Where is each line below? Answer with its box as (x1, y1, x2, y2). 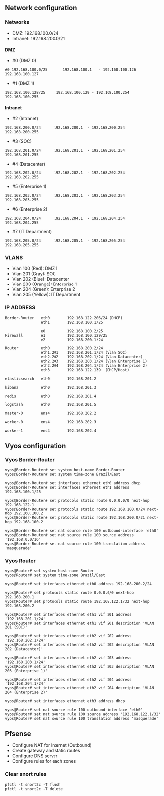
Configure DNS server (12, 753, 58, 759)
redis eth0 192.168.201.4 (5, 394, 97, 398)
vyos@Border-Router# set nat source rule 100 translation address (5, 541, 145, 547)
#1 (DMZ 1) (12, 80, 35, 86)
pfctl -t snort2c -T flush (5, 782, 61, 787)
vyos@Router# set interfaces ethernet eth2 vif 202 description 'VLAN (5, 642, 154, 647)
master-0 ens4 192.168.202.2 (5, 411, 97, 416)
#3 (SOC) (12, 138, 32, 144)
